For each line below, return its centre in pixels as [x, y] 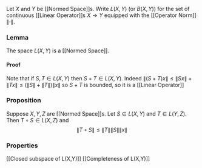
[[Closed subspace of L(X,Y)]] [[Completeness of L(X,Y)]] [78, 159]
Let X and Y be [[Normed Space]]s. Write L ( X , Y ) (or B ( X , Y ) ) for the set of [98, 9]
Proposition [24, 100]
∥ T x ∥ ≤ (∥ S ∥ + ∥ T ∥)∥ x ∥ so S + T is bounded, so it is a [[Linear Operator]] [95, 85]
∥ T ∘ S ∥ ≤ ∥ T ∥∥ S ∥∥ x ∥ [102, 130]
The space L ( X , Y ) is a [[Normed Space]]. [58, 51]
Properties [22, 145]
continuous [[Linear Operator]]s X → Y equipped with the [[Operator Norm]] [101, 15]
